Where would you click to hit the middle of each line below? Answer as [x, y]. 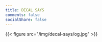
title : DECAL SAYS [25, 10]
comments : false [22, 15]
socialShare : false [26, 19]
